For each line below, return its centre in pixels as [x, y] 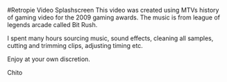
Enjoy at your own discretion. [49, 59]
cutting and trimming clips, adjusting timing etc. [75, 46]
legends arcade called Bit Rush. [52, 25]
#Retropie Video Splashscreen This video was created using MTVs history [113, 10]
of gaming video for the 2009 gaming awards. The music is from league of [114, 17]
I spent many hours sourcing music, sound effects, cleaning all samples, [110, 38]
